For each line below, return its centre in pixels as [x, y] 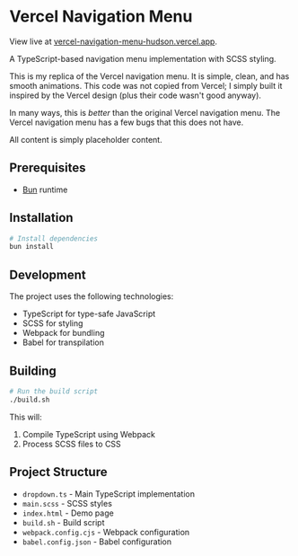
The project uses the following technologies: [92, 296]
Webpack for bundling [63, 333]
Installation [41, 218]
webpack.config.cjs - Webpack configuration [106, 532]
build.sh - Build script [63, 522]
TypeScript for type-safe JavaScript [89, 314]
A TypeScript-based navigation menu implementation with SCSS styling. [143, 58]
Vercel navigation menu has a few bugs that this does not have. [127, 122]
